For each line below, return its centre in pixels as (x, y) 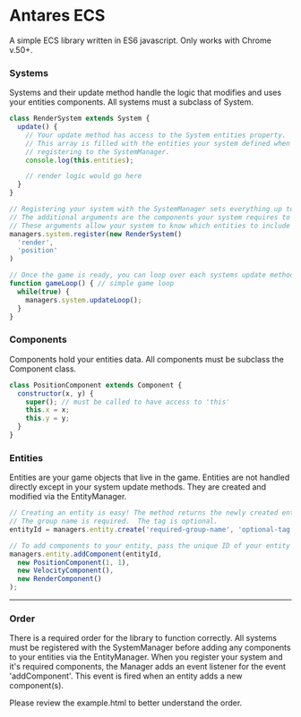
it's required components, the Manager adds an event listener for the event (148, 667)
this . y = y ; (47, 418)
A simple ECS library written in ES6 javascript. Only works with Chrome (140, 40)
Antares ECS (57, 16)
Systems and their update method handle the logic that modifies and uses (146, 93)
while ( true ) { (43, 292)
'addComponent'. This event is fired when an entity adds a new (126, 676)
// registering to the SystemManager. (98, 152)
